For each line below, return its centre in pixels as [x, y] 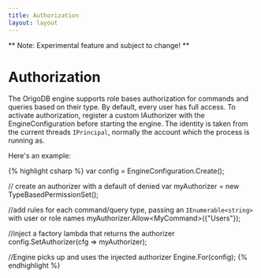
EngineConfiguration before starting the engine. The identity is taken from [128, 124]
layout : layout [33, 23]
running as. [26, 141]
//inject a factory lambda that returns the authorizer [91, 234]
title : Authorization [44, 15]
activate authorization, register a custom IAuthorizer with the [106, 116]
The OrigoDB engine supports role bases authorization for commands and [129, 98]
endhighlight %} [34, 265]
